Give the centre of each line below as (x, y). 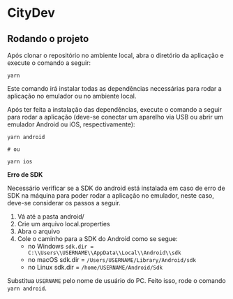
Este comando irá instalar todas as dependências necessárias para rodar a (114, 88)
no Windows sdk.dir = (61, 246)
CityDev (31, 13)
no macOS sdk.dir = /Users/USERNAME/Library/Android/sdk (112, 260)
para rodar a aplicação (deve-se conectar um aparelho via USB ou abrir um (115, 117)
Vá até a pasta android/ (51, 217)
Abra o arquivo (39, 231)
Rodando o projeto (48, 39)
